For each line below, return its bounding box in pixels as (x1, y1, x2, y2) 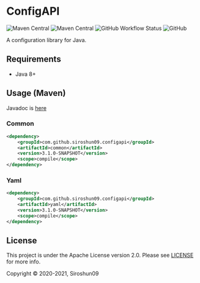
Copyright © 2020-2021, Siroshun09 (6, 270, 99, 277)
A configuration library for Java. (6, 36, 87, 43)
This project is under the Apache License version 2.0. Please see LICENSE (6, 252, 194, 259)
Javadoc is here (6, 104, 47, 111)
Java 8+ (15, 70, 36, 78)
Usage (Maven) (6, 88, 66, 98)
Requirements (6, 54, 61, 65)
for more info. (6, 258, 41, 265)
